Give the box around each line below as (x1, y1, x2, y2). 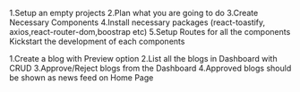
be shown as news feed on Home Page (9, 72, 154, 83)
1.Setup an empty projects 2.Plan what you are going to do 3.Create (9, 8, 259, 18)
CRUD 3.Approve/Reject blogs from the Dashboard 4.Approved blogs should (9, 63, 292, 73)
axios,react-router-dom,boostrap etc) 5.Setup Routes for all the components (9, 27, 291, 37)
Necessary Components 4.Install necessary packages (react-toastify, (9, 17, 266, 28)
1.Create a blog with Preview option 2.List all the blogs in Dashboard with (9, 54, 278, 63)
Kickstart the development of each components (9, 36, 185, 46)
